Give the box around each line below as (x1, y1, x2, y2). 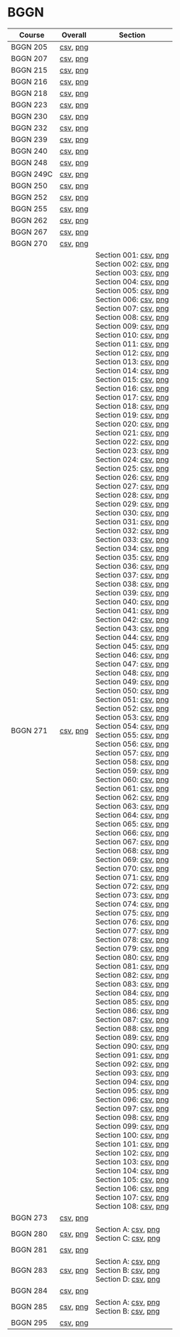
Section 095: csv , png (95, 1085, 169, 1095)
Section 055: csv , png (95, 730, 169, 740)
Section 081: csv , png (95, 961, 169, 971)
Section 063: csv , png (95, 801, 169, 811)
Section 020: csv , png (95, 419, 169, 429)
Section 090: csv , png (95, 1041, 169, 1051)
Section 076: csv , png (95, 917, 169, 927)
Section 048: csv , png (95, 668, 169, 678)
